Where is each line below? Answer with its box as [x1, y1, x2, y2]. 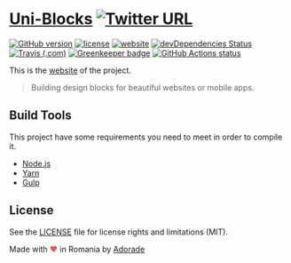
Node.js [21, 158, 51, 169]
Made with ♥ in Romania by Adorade [9, 243, 145, 254]
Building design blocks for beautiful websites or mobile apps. [30, 82, 255, 92]
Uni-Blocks [9, 9, 93, 29]
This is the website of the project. [9, 65, 131, 76]
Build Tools [9, 108, 73, 124]
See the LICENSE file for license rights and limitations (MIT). [9, 227, 229, 237]
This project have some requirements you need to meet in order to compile [9, 131, 283, 142]
